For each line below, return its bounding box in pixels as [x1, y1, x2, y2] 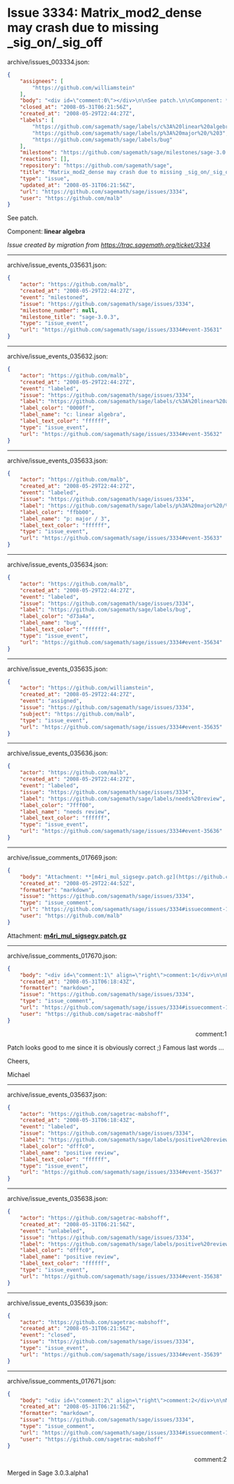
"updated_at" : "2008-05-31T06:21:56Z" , [19, 182, 136, 189]
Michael [7, 1070, 30, 1079]
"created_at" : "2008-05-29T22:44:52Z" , [19, 880, 136, 887]
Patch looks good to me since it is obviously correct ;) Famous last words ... [7, 1043, 224, 1052]
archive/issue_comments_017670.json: [7, 952, 117, 960]
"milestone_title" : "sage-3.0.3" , [19, 313, 120, 321]
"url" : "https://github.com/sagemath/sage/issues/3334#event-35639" [19, 1351, 223, 1358]
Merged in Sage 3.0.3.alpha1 [7, 1469, 88, 1477]
